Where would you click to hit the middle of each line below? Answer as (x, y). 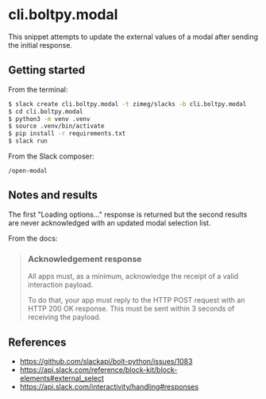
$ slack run (28, 141)
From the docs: (33, 238)
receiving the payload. (64, 317)
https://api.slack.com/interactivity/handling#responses (109, 386)
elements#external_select (62, 378)
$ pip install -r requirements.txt (67, 134)
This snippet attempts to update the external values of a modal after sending (133, 37)
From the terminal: (38, 89)
